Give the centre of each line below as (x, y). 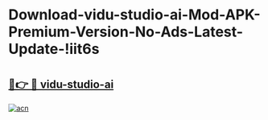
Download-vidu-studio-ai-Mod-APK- (134, 15)
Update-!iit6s (54, 49)
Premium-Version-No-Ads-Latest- (126, 32)
